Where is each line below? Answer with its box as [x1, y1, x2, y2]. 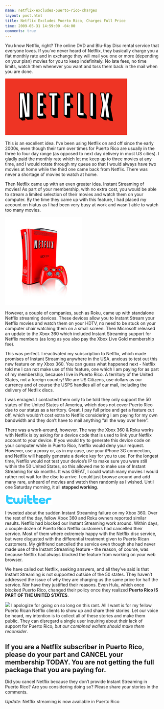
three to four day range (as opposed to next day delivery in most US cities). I [5, 151, 160, 157]
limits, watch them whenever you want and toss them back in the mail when [5, 64, 158, 70]
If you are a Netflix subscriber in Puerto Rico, [5, 642, 144, 651]
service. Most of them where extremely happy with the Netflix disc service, [5, 531, 157, 537]
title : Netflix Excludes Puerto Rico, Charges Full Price [5, 18, 126, 23]
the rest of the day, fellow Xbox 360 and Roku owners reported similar [5, 515, 147, 521]
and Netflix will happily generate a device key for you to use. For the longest [5, 453, 159, 459]
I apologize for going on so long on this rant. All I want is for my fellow [11, 603, 152, 609]
